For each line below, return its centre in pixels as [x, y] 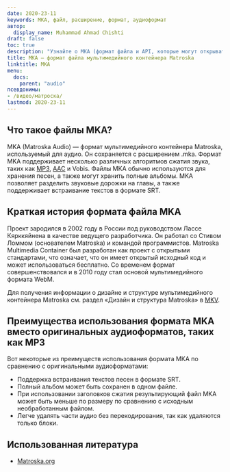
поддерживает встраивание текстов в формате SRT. [84, 190]
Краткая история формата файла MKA [94, 212]
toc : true [21, 45]
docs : [21, 77]
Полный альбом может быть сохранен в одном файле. [97, 386]
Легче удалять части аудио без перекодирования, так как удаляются [118, 416]
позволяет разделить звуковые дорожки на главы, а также [93, 183]
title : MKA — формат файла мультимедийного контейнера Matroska [101, 58]
